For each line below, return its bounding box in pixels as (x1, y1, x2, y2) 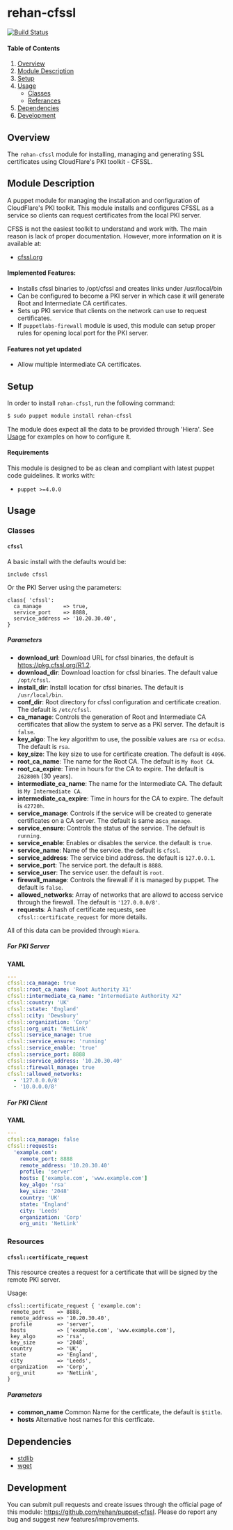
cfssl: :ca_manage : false (7, 1136, 79, 1143)
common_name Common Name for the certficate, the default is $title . (17, 1408, 223, 1416)
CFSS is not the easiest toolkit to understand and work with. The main (7, 225, 207, 233)
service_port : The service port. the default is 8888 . (17, 861, 163, 869)
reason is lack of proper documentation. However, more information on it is (7, 232, 223, 240)
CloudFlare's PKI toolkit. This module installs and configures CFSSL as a (7, 204, 214, 212)
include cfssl (7, 570, 49, 578)
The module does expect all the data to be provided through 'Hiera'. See (7, 425, 214, 433)
